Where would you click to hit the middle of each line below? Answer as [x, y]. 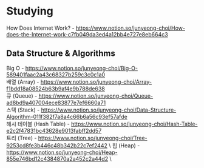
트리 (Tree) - [22, 138]
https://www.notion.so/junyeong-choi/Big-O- [82, 68]
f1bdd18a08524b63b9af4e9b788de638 [56, 89]
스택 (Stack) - [23, 110]
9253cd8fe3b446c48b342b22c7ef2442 [57, 145]
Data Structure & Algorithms [61, 54]
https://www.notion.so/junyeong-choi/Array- [96, 82]
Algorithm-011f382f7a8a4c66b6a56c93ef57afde [67, 116]
